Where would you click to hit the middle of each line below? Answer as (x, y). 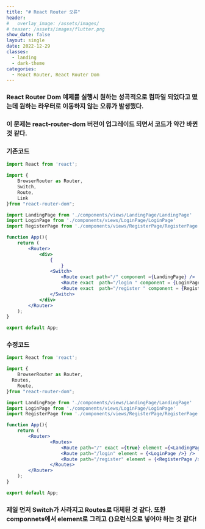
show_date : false (28, 35)
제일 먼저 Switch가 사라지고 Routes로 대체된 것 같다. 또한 (86, 509)
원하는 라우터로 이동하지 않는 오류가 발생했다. (81, 106)
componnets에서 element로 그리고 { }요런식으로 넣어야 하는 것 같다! (102, 519)
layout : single (26, 40)
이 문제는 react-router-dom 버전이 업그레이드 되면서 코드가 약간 (95, 124)
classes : (17, 52)
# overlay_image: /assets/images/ (53, 23)
